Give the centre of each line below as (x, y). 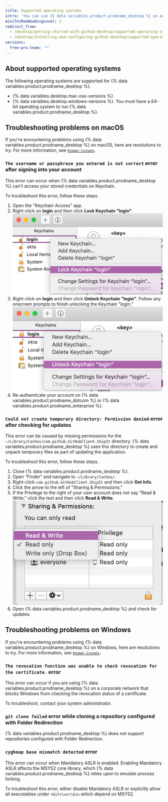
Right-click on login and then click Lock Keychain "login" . (73, 210)
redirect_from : (21, 27)
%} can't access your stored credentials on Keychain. (60, 186)
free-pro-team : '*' (30, 48)
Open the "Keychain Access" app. (47, 205)
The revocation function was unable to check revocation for (81, 666)
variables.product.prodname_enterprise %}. (57, 406)
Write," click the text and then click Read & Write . (63, 498)
